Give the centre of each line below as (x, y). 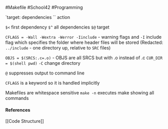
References (18, 110)
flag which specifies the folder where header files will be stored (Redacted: (84, 42)
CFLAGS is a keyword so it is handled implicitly (53, 83)
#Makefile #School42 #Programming (44, 7)
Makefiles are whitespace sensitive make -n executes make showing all (80, 93)
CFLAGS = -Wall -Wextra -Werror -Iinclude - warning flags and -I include (83, 37)
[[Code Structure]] (25, 121)
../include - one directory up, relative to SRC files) (58, 48)
